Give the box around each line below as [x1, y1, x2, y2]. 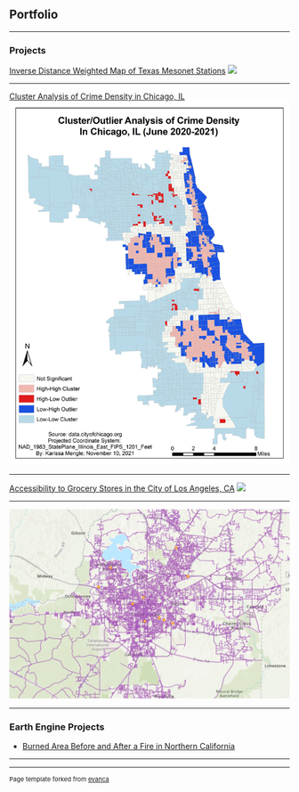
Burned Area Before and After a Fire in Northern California [21, 741, 236, 752]
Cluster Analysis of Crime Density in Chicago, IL [9, 91, 185, 102]
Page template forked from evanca [9, 775, 109, 784]
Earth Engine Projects [9, 721, 105, 733]
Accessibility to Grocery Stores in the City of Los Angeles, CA [9, 483, 236, 494]
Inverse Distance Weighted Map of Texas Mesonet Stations [9, 66, 226, 77]
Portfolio [9, 7, 59, 22]
